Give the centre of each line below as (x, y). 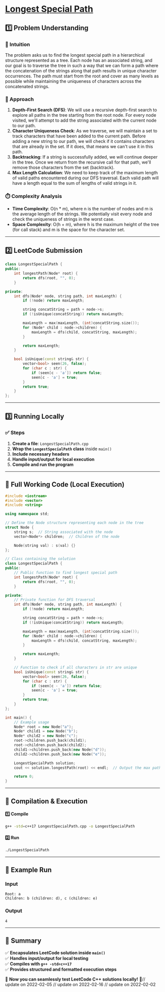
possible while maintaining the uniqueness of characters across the (73, 81)
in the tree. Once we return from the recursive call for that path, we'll (82, 162)
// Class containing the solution (41, 559)
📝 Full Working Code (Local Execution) (65, 484)
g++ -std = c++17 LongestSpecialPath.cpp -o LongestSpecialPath (70, 826)
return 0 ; (24, 777)
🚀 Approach (20, 99)
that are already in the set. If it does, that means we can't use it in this (82, 147)
